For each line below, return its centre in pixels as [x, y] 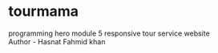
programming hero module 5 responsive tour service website [109, 33]
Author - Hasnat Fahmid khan [57, 41]
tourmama [43, 11]
